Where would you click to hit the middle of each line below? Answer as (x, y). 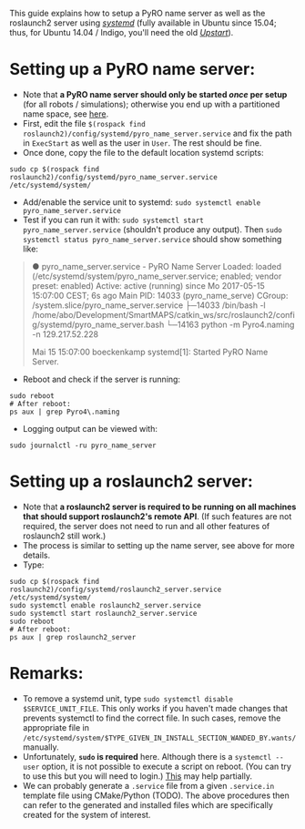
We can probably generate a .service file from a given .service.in (148, 785)
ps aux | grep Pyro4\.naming (65, 412)
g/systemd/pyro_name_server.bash (98, 324)
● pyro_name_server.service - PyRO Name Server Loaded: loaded (157, 266)
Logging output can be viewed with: (90, 428)
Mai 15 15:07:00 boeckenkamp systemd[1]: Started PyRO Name (150, 352)
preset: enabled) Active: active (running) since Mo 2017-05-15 (148, 285)
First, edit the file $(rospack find (84, 123)
